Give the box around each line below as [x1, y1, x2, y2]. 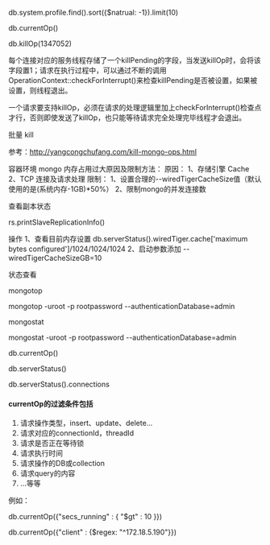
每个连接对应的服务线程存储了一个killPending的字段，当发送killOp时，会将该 [8, 56, 262, 64]
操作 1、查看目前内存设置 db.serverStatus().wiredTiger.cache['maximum [8, 234, 248, 243]
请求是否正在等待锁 [19, 439, 85, 448]
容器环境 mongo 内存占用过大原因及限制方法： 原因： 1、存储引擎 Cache [8, 164, 250, 173]
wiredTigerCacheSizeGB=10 [8, 254, 102, 262]
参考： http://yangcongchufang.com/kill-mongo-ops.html [8, 147, 197, 156]
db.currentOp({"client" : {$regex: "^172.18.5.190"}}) [8, 527, 177, 537]
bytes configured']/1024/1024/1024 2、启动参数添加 [8, 244, 181, 254]
